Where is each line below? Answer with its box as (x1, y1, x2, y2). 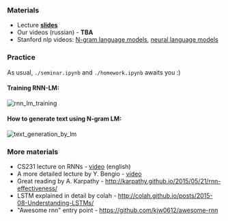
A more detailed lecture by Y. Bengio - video (16, 170, 142, 178)
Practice (7, 53, 35, 62)
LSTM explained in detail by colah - (16, 192, 117, 200)
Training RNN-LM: (7, 84, 60, 92)
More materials (7, 146, 59, 156)
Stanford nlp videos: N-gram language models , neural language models (16, 36, 218, 44)
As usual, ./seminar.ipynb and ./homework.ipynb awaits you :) (7, 68, 181, 77)
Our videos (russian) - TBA (16, 28, 94, 36)
